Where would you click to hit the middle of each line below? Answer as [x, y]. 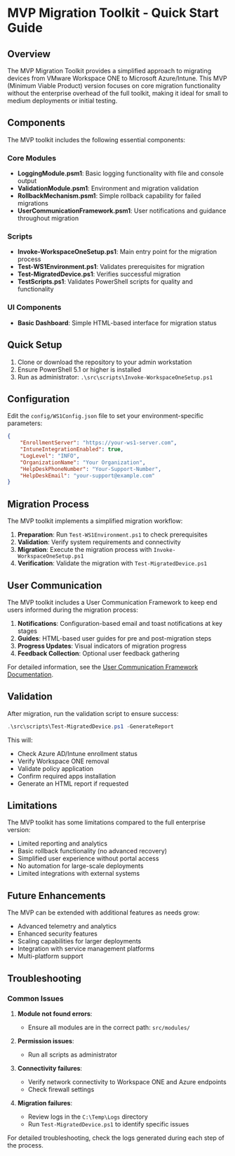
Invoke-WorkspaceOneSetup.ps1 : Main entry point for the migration [117, 252]
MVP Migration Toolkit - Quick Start [113, 13]
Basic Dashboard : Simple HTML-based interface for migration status [117, 322]
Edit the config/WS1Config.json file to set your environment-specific [106, 416]
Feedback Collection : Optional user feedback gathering [99, 653]
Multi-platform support [50, 956]
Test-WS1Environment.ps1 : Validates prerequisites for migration [111, 267]
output [27, 181]
